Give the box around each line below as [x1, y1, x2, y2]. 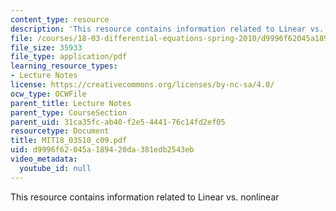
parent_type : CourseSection [10, 107, 128, 118]
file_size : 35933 [10, 42, 83, 53]
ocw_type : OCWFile [10, 89, 87, 99]
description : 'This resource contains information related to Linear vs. [10, 24, 325, 34]
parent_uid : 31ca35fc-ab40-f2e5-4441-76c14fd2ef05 [10, 117, 226, 127]
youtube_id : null [19, 163, 92, 173]
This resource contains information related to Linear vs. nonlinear [10, 191, 280, 203]
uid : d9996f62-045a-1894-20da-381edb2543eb [10, 145, 195, 155]
